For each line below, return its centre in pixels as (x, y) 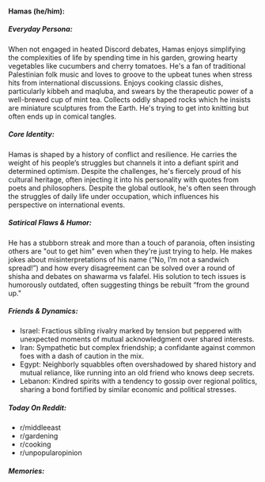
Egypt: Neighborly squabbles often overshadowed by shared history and (138, 364)
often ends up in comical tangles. (62, 116)
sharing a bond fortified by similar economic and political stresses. (128, 390)
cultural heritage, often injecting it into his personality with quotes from (123, 179)
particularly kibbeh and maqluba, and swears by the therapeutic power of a (131, 91)
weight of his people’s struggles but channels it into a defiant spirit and (123, 163)
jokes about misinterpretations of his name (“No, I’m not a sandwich (119, 259)
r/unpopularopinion (51, 453)
